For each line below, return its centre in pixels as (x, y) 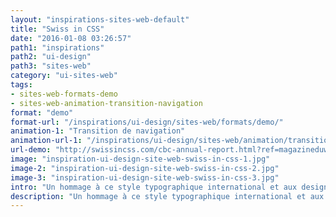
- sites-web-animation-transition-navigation (106, 103)
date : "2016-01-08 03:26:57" (71, 38)
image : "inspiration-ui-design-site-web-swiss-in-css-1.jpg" (140, 159)
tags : (21, 85)
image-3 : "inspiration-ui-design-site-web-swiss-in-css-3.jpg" (145, 177)
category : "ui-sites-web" (64, 76)
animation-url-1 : (46, 141)
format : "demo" (42, 112)
